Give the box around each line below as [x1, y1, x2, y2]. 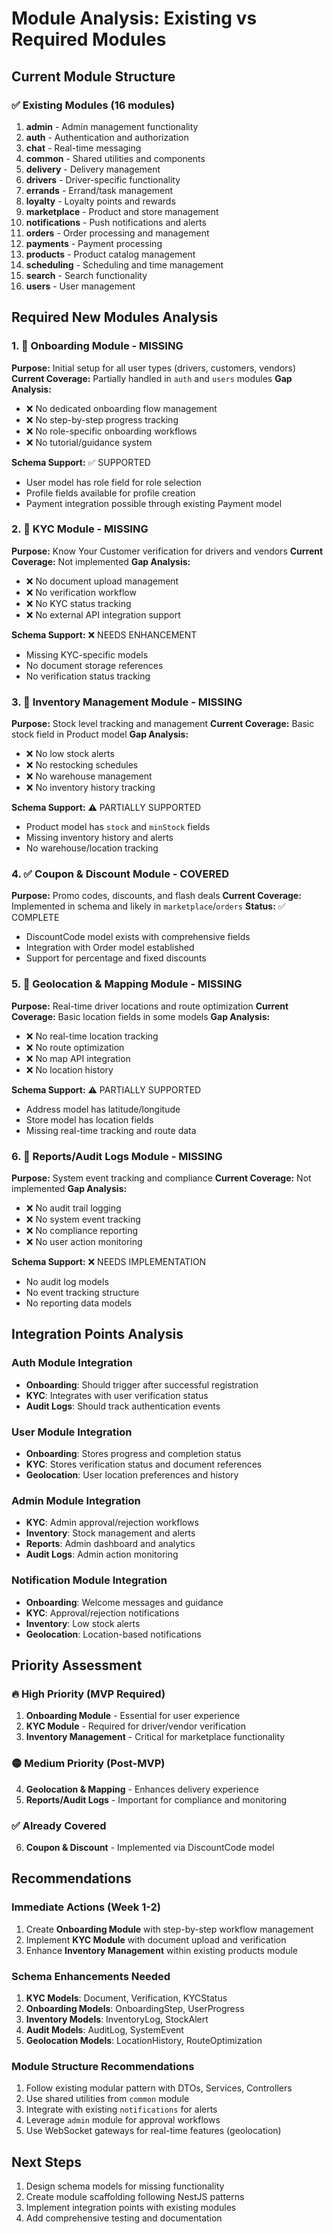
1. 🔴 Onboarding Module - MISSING [11, 339, 184, 353]
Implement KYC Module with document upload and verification [25, 1933, 287, 1946]
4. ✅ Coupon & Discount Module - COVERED [11, 867, 230, 881]
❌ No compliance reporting [25, 1225, 138, 1237]
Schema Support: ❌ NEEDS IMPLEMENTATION [11, 1256, 207, 1268]
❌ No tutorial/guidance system [25, 436, 153, 448]
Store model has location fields [25, 1113, 154, 1126]
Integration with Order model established [25, 942, 195, 954]
